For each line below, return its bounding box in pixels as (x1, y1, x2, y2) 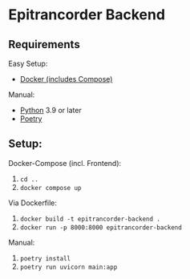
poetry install (19, 254, 71, 262)
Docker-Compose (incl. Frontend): (8, 158, 122, 168)
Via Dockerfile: (8, 198, 58, 208)
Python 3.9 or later (19, 106, 82, 115)
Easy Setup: (8, 59, 48, 68)
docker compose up (19, 184, 82, 192)
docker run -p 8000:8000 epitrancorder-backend (19, 223, 182, 232)
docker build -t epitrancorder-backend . (19, 215, 160, 223)
